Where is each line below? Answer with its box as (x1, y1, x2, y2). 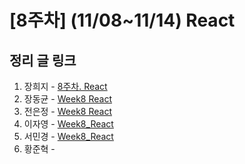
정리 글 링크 (9, 52, 77, 69)
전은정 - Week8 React (23, 106, 112, 117)
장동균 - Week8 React (23, 93, 112, 105)
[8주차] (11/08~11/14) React (9, 9, 236, 32)
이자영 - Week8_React (23, 118, 114, 130)
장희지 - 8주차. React (23, 81, 108, 92)
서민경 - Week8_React (23, 131, 114, 142)
